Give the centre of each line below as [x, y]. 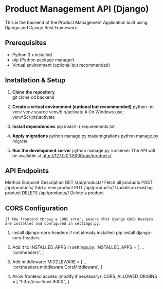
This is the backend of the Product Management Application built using [76, 22]
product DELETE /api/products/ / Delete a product [54, 193]
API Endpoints [27, 171]
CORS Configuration [36, 208]
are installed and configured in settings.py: [53, 224]
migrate [20, 141]
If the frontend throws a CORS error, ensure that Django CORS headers [79, 219]
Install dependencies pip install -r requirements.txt [63, 126]
